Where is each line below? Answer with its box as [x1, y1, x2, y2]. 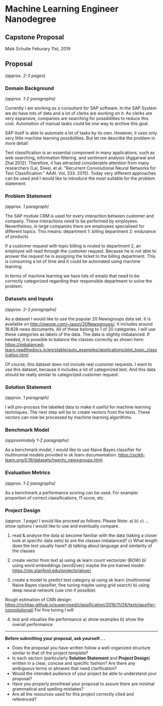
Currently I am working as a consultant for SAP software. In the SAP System [5, 105, 157, 111]
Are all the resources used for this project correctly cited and [12, 691, 134, 697]
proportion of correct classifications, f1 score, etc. [5, 495, 105, 501]
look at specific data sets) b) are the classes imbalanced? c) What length [12, 537, 158, 543]
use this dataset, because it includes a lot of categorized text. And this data [5, 366, 156, 372]
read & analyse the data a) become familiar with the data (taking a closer [12, 532, 158, 538]
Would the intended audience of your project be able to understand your [12, 670, 157, 676]
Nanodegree [5, 14, 57, 25]
